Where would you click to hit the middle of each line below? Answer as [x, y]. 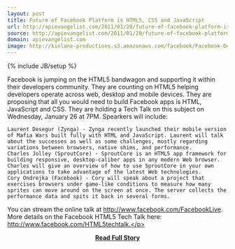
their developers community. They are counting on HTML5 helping [103, 87]
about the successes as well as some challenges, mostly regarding [108, 142]
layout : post [26, 14]
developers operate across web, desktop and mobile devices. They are [109, 94]
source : [19, 33]
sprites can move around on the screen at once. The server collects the [117, 190]
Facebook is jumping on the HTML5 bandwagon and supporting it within [111, 80]
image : [17, 46]
